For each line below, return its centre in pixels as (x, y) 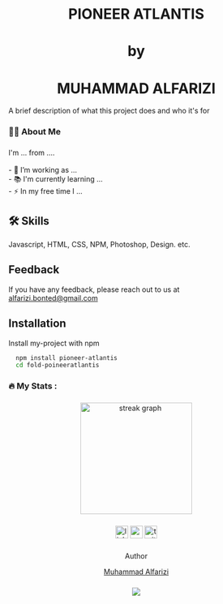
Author (136, 556)
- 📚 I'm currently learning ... (56, 179)
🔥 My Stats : (33, 386)
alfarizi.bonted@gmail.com (54, 298)
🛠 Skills (29, 221)
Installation (37, 324)
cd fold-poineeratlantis (58, 366)
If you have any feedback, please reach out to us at (94, 289)
